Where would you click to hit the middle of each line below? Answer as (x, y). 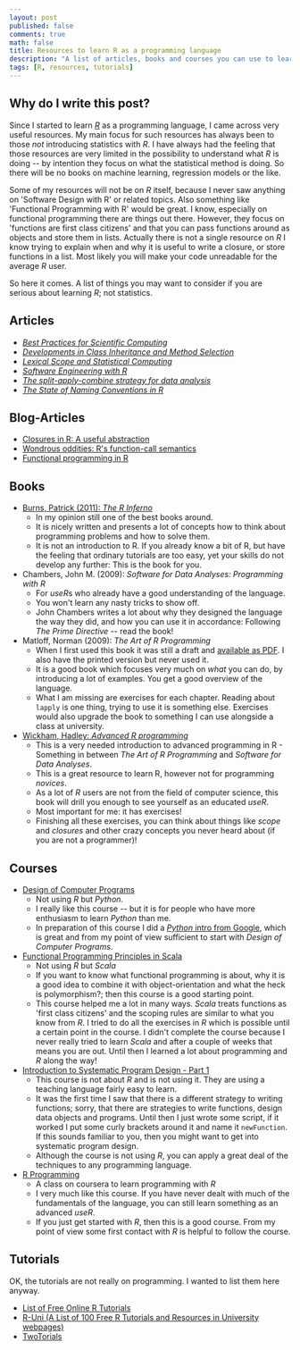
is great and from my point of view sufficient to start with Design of (159, 937)
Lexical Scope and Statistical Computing (97, 361)
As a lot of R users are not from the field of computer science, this (157, 792)
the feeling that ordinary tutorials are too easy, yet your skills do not (159, 556)
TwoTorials (42, 1336)
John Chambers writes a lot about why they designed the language (159, 612)
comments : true (37, 34)
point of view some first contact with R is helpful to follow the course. (163, 1231)
